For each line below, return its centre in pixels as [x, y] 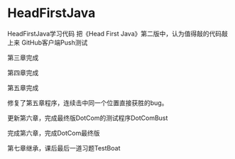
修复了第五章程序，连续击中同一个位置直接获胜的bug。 [88, 103]
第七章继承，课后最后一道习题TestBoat [64, 148]
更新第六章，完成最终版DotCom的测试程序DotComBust [88, 118]
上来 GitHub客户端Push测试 [48, 42]
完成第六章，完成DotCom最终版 [54, 133]
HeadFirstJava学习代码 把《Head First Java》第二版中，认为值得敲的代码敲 [118, 33]
